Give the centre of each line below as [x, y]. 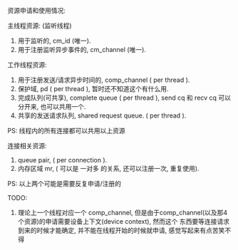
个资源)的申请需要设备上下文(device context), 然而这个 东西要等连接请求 [124, 222]
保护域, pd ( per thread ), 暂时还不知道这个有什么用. [93, 89]
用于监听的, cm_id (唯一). [54, 41]
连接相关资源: [27, 146]
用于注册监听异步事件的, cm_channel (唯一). [82, 50]
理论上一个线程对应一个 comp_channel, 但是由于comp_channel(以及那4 [123, 213]
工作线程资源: [27, 65]
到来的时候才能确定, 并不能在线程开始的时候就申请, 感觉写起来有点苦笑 [121, 230]
